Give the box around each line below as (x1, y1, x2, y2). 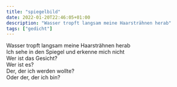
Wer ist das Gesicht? (6, 55, 57, 62)
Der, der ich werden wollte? (6, 67, 74, 75)
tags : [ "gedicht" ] (6, 25, 53, 32)
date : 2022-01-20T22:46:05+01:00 (6, 14, 91, 20)
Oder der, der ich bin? (6, 74, 60, 81)
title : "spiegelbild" (6, 8, 61, 15)
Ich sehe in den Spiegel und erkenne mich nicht (6, 49, 125, 56)
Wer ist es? (6, 61, 34, 68)
